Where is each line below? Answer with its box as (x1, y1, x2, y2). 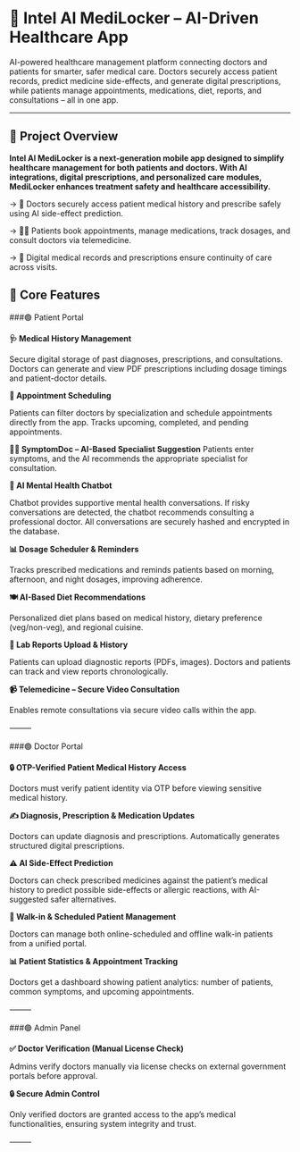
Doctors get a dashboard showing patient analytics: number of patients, (9, 976, 274, 987)
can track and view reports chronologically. (9, 666, 169, 677)
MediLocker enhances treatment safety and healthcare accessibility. (9, 181, 271, 191)
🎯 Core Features (9, 288, 101, 303)
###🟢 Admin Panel (9, 1022, 81, 1033)
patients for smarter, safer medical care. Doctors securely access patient (9, 66, 278, 77)
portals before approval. (9, 1070, 98, 1081)
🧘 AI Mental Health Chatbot (9, 480, 112, 491)
